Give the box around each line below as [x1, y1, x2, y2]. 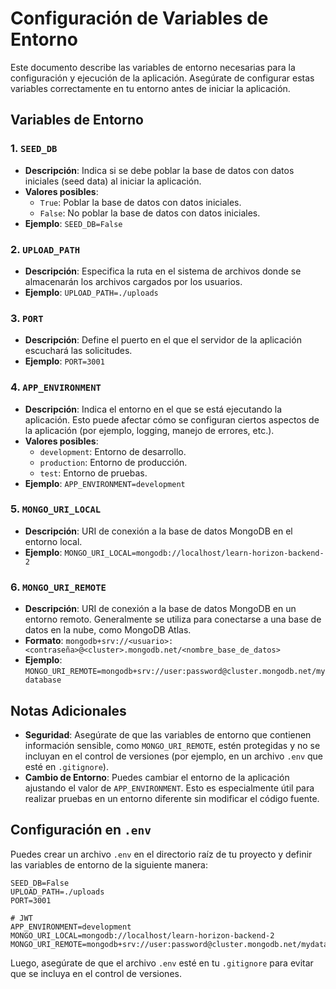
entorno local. [24, 535, 83, 547]
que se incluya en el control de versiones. [10, 967, 182, 979]
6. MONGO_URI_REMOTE [10, 580, 107, 594]
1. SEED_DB [10, 142, 58, 156]
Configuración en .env [10, 822, 152, 839]
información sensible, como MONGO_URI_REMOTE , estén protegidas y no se [24, 739, 321, 751]
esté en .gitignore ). [24, 760, 109, 772]
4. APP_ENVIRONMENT [10, 380, 102, 394]
